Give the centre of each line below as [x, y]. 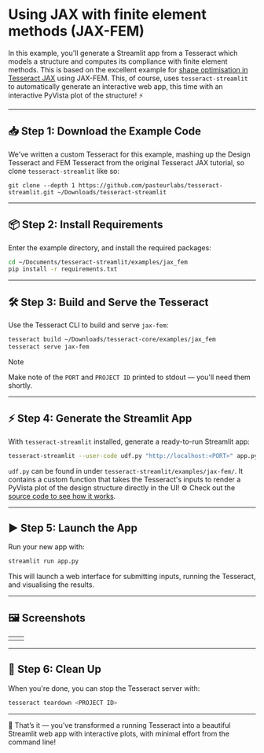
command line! [32, 742]
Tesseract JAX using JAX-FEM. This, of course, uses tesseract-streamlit [128, 78]
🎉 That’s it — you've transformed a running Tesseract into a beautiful [119, 725]
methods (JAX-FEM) [77, 31]
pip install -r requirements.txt [63, 269]
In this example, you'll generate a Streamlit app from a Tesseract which [123, 53]
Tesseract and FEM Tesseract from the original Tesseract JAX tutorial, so [126, 162]
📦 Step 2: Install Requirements [86, 225]
